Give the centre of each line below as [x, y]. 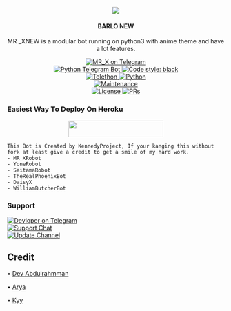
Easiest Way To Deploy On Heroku [65, 109]
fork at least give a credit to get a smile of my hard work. [98, 152]
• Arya [17, 287]
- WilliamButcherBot [37, 188]
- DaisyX [20, 182]
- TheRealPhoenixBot [37, 176]
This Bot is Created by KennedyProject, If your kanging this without [111, 146]
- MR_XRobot [24, 158]
